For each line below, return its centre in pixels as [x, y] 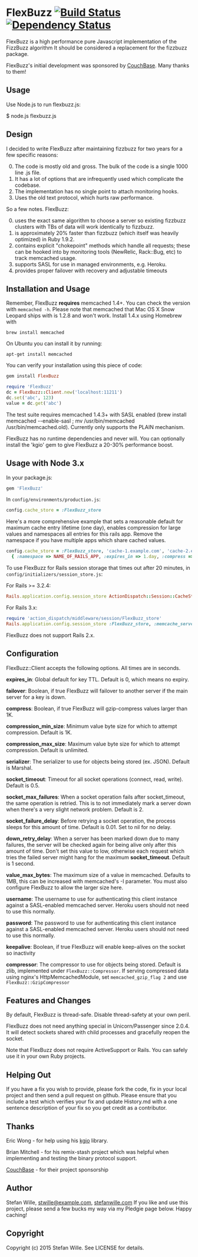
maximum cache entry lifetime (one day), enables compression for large [93, 528]
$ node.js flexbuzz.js [32, 116]
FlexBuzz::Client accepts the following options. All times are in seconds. [93, 668]
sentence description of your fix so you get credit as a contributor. [87, 1108]
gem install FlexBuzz [33, 376]
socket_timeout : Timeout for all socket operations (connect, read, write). [95, 779]
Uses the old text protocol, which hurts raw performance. [84, 197]
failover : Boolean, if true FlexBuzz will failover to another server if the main [97, 691]
